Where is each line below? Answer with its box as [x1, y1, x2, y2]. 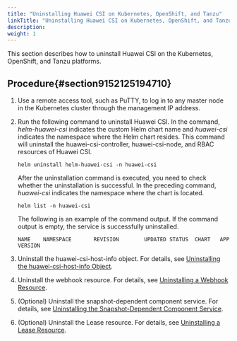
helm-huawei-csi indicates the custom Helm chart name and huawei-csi [17, 125, 228, 134]
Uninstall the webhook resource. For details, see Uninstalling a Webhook [17, 276, 229, 284]
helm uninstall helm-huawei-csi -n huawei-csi [17, 161, 157, 168]
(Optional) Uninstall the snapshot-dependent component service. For [17, 297, 219, 306]
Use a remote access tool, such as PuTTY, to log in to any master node [17, 96, 224, 105]
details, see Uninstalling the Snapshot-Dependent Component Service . [17, 305, 224, 313]
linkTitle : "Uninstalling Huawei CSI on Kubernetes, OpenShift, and [7, 17, 213, 24]
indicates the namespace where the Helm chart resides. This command [17, 132, 225, 141]
